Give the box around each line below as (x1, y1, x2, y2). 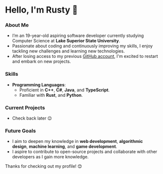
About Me (5, 22, 29, 29)
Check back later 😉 (12, 115, 52, 121)
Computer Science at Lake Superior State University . (12, 38, 120, 44)
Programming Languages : (12, 82, 66, 87)
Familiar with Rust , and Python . (19, 92, 83, 98)
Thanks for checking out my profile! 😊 (5, 163, 82, 169)
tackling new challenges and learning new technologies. (12, 48, 125, 54)
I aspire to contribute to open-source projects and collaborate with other (12, 149, 157, 155)
